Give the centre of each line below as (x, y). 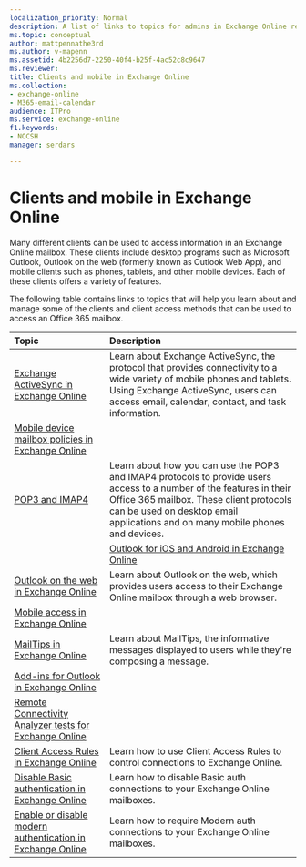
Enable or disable (51, 814)
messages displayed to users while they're (200, 649)
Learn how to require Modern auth (183, 821)
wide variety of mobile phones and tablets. (200, 379)
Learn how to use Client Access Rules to (195, 750)
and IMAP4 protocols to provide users (190, 476)
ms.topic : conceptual (51, 35)
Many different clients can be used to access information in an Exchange (146, 242)
